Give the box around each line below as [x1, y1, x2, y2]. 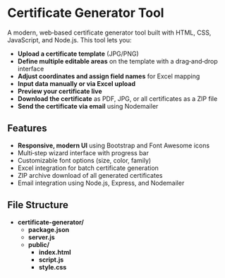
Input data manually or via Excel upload [17, 79, 136, 87]
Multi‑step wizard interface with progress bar [17, 148, 150, 157]
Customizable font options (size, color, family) [17, 156, 152, 164]
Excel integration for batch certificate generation [17, 164, 159, 172]
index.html [38, 248, 71, 256]
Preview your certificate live [17, 87, 102, 95]
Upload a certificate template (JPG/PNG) [17, 49, 139, 58]
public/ [28, 240, 50, 248]
